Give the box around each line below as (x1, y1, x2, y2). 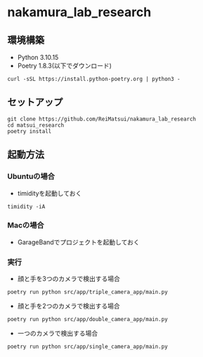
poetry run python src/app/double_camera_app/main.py (7, 316, 169, 323)
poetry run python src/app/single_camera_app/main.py (7, 343, 169, 351)
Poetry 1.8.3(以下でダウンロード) (17, 61, 112, 70)
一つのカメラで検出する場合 (17, 329, 98, 338)
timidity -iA (7, 203, 46, 210)
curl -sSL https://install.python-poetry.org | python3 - (7, 75, 181, 82)
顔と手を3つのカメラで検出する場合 (17, 275, 121, 283)
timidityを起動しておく (17, 189, 82, 197)
